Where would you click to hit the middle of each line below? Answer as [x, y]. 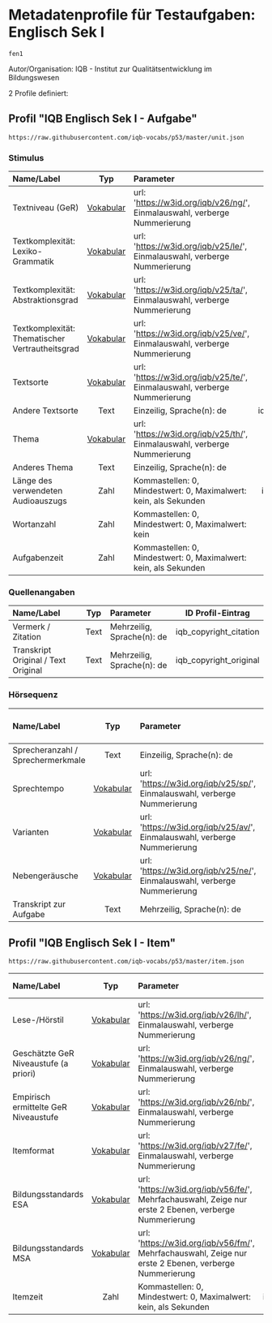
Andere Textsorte [45, 411]
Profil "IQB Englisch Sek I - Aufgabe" [103, 119]
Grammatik [33, 261]
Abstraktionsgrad [45, 300]
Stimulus [26, 157]
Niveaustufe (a [40, 1063]
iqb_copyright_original [217, 661]
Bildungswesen [34, 77]
